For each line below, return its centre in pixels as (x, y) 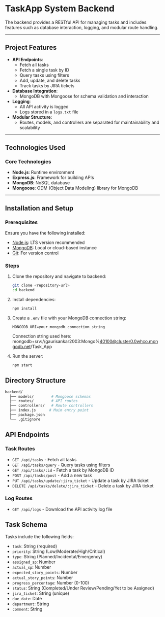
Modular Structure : (32, 117)
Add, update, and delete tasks (50, 80)
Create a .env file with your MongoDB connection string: (69, 318)
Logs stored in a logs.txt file (49, 112)
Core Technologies (28, 162)
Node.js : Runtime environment (43, 172)
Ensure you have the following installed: (45, 233)
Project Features (31, 48)
